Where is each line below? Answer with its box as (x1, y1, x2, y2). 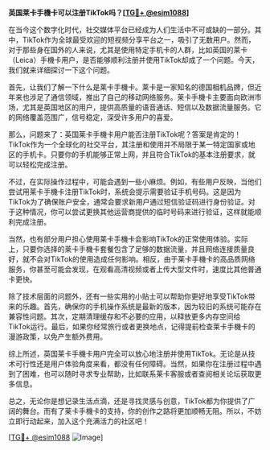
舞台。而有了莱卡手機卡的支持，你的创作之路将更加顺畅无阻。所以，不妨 (22, 407, 262, 415)
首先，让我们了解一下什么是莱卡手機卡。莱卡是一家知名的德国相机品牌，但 (8, 82, 255, 92)
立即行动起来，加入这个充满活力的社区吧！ (8, 416, 149, 426)
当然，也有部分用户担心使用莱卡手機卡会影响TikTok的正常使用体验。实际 (8, 234, 249, 244)
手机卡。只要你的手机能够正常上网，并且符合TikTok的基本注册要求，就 (22, 150, 256, 159)
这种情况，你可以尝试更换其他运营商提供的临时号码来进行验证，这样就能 (14, 207, 255, 217)
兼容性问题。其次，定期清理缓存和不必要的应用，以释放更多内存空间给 (8, 312, 241, 321)
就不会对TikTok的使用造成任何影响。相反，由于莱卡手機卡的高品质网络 (22, 254, 256, 264)
